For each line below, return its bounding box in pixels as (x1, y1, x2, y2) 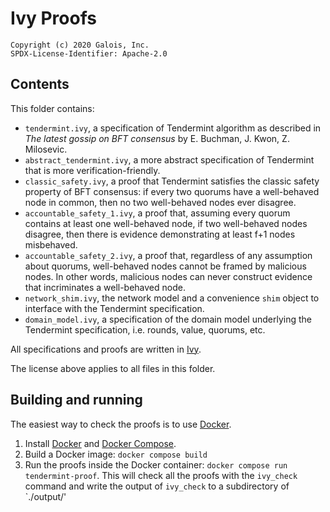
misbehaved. (24, 238, 78, 251)
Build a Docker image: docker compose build (24, 448, 208, 460)
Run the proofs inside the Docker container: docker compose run (24, 458, 288, 471)
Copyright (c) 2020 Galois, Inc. (10, 40, 150, 50)
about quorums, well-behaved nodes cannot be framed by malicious (24, 260, 307, 272)
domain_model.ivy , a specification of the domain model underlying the (24, 313, 312, 325)
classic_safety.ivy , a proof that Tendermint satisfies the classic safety (24, 175, 320, 187)
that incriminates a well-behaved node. (24, 281, 186, 293)
